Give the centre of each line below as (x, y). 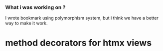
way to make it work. (27, 23)
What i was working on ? (35, 7)
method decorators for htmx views (79, 43)
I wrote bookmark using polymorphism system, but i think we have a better (82, 18)
